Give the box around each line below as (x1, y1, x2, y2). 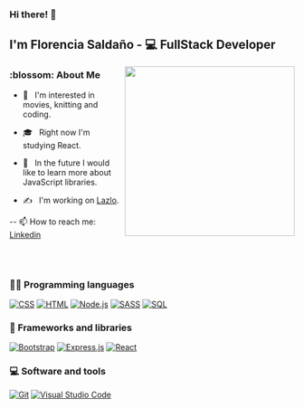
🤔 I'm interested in (22, 90, 95, 100)
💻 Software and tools (9, 365, 107, 378)
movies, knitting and (22, 99, 99, 109)
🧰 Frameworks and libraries (9, 321, 133, 334)
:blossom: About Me (9, 69, 101, 81)
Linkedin (9, 229, 42, 240)
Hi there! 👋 (9, 8, 57, 21)
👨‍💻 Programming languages (9, 278, 135, 290)
